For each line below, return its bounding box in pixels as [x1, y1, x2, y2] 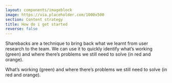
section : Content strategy [5, 17, 63, 22]
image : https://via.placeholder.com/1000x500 [5, 12, 104, 17]
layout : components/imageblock [5, 7, 72, 13]
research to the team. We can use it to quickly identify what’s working [5, 46, 153, 52]
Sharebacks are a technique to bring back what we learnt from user [5, 40, 148, 46]
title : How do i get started [5, 21, 68, 27]
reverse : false [5, 26, 38, 32]
